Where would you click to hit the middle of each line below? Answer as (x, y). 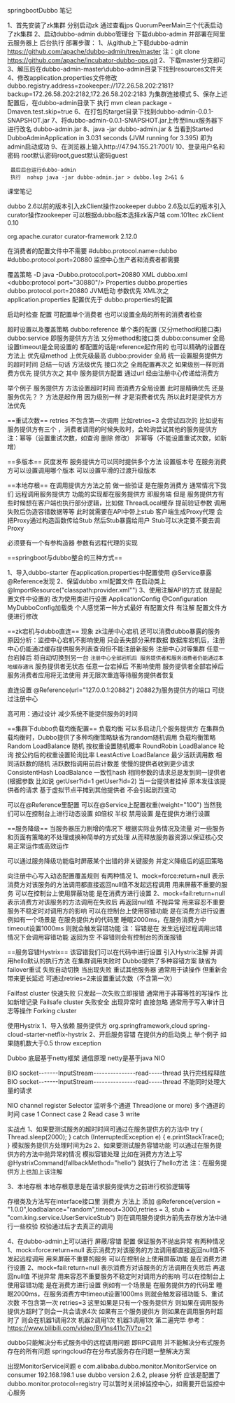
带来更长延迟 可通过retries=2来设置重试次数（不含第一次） (92, 978)
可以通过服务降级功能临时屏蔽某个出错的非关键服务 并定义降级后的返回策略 (115, 861)
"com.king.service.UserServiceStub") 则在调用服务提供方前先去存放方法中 (114, 1218)
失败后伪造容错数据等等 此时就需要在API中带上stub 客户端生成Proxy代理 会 (115, 511)
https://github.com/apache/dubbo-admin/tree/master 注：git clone (104, 52)
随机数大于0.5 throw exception (57, 1043)
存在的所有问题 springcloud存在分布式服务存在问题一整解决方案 (99, 1351)
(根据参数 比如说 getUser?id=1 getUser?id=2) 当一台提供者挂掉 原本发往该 (114, 781)
